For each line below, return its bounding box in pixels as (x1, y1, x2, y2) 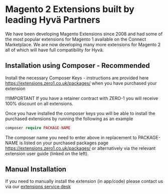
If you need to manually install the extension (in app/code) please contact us (5, 178, 163, 184)
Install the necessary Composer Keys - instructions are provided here (5, 74, 149, 81)
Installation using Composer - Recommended (5, 61, 150, 70)
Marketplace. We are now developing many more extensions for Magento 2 (5, 41, 161, 47)
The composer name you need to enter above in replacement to (5, 134, 137, 140)
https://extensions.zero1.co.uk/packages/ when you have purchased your (5, 80, 157, 86)
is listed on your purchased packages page (19, 140, 109, 146)
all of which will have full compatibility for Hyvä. (5, 47, 104, 53)
